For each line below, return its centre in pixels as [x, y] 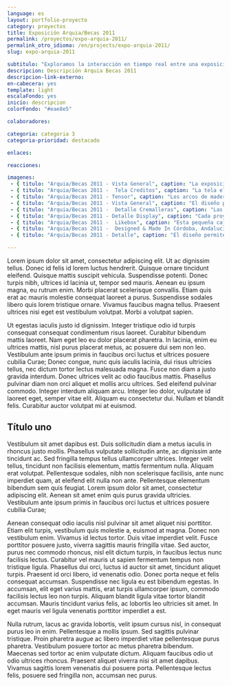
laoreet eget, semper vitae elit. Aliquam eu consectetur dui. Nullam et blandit [115, 398]
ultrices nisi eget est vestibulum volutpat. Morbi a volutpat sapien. [100, 312]
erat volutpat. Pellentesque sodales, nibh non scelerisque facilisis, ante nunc [115, 473]
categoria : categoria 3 [41, 134]
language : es [26, 13]
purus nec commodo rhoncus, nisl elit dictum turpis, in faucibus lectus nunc [114, 552]
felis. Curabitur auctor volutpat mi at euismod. [72, 406]
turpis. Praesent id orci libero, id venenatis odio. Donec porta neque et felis [113, 574]
